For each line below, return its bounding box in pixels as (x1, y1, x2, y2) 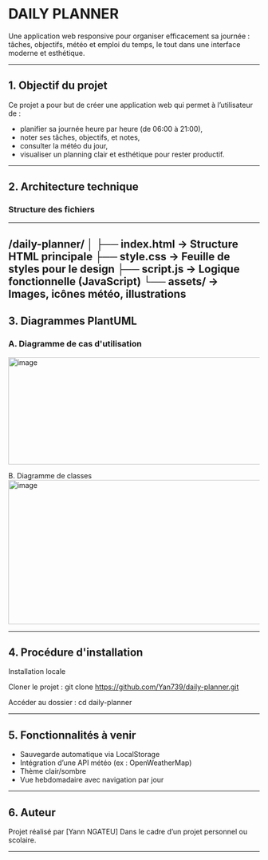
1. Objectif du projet (8, 79, 108, 93)
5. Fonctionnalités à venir (8, 728, 136, 742)
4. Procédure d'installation (8, 645, 144, 659)
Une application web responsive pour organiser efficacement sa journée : (8, 31, 250, 41)
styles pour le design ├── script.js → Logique (8, 262, 240, 275)
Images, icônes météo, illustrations (8, 287, 187, 300)
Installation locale (8, 667, 66, 676)
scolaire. (8, 835, 37, 845)
